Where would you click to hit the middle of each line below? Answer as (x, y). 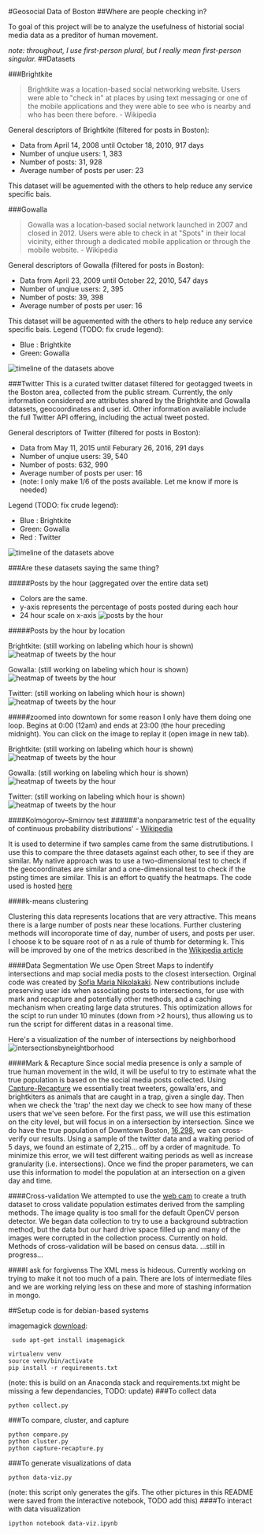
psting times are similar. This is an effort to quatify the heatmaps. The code (130, 877)
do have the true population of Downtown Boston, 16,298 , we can (114, 1130)
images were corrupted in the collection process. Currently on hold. (118, 1238)
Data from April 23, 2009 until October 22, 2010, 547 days (114, 280)
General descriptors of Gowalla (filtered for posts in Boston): (106, 265)
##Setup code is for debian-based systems (79, 1310)
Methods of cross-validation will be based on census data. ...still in (117, 1246)
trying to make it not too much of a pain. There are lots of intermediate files (130, 1278)
